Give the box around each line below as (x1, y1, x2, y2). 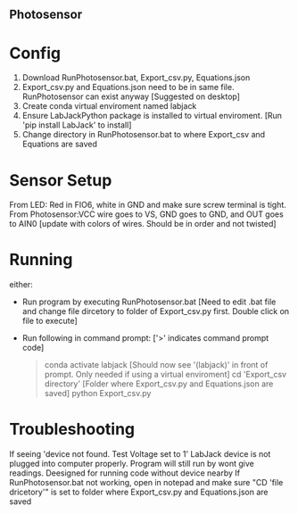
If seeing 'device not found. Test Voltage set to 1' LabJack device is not (9, 449, 271, 460)
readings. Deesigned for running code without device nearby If (9, 468, 241, 478)
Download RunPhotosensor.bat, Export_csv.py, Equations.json (21, 72, 251, 83)
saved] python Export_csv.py (44, 388, 152, 399)
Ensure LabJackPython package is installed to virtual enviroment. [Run (21, 111, 283, 121)
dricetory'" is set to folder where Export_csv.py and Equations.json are (9, 486, 269, 498)
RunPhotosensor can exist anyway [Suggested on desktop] (21, 91, 241, 102)
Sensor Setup (9, 170, 112, 190)
